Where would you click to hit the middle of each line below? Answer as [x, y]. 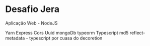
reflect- [137, 32]
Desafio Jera [32, 9]
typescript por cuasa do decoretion [66, 38]
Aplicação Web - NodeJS [31, 23]
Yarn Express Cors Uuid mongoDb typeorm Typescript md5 [67, 32]
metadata [15, 38]
